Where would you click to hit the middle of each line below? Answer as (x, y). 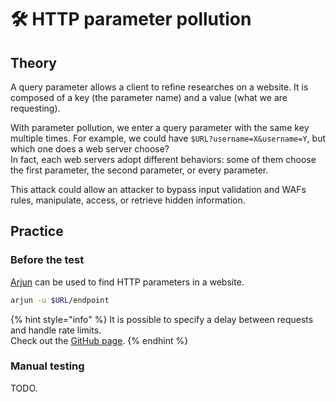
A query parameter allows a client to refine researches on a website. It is (159, 87)
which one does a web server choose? (90, 149)
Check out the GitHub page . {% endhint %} (99, 340)
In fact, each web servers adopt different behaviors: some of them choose (163, 159)
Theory (34, 62)
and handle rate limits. (56, 330)
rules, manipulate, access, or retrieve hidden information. (128, 200)
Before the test (47, 260)
